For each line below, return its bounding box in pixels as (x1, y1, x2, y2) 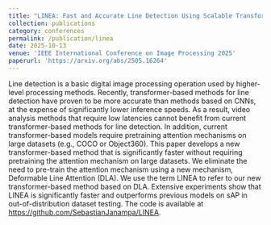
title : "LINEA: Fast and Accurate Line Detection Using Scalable (8, 11, 232, 20)
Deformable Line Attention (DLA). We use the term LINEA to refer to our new (8, 173, 261, 182)
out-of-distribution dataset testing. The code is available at (8, 198, 204, 208)
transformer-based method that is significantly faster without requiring (8, 147, 244, 157)
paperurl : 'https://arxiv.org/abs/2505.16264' (8, 57, 168, 65)
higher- (236, 78, 261, 89)
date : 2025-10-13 (8, 42, 67, 50)
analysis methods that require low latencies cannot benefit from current (8, 113, 247, 123)
